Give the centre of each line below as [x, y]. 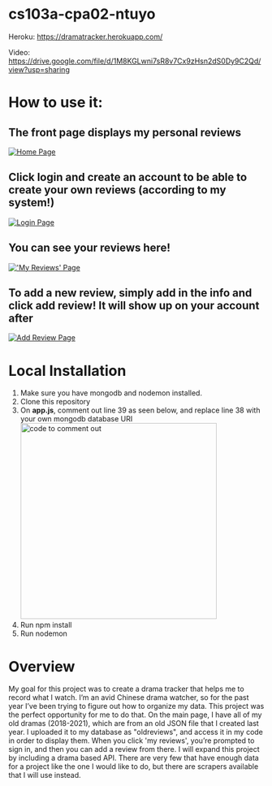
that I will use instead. [45, 775]
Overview [42, 666]
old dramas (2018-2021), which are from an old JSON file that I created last [134, 723]
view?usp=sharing [39, 69]
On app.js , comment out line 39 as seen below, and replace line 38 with [140, 410]
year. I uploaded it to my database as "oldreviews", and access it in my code [136, 732]
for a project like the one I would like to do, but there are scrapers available [134, 767]
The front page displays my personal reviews [125, 132]
